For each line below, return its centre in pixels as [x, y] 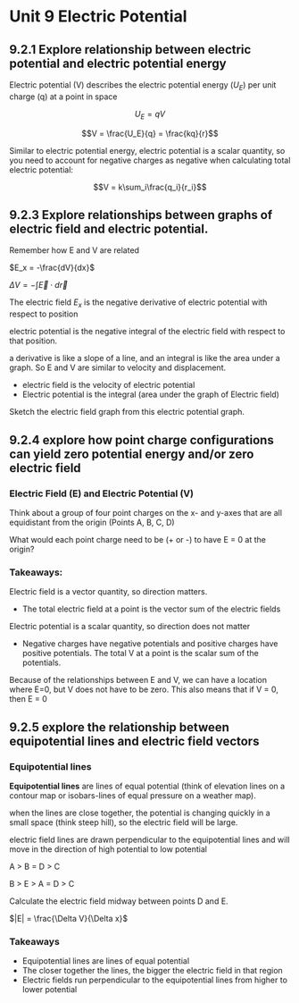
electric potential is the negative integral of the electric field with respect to [147, 332]
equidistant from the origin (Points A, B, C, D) [92, 522]
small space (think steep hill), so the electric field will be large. [124, 822]
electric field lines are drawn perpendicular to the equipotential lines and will [149, 839]
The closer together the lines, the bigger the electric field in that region [152, 971]
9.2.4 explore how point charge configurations [141, 440]
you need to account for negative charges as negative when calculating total [150, 160]
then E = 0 [28, 699]
